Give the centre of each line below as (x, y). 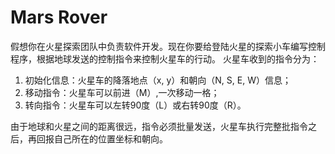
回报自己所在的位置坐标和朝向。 (102, 138)
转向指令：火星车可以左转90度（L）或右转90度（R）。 (135, 105)
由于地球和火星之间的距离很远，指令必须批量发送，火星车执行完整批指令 (159, 126)
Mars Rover (59, 17)
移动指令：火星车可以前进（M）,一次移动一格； (122, 92)
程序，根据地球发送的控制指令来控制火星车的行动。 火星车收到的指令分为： (165, 58)
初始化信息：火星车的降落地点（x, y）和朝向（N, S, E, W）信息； (158, 80)
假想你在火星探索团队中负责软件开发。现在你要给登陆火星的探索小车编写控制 (168, 46)
